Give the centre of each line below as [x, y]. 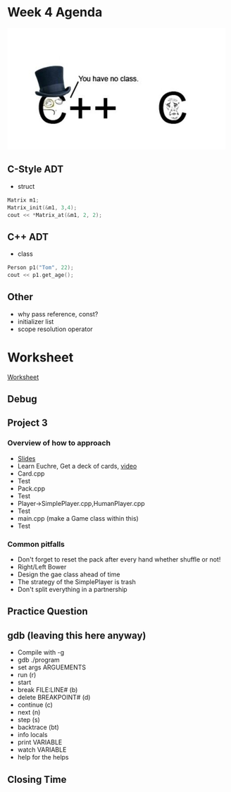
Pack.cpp [31, 488]
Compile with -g [41, 652]
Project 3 [27, 423]
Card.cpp [31, 474]
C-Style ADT [36, 169]
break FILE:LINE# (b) [48, 690]
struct [26, 186]
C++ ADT [28, 237]
